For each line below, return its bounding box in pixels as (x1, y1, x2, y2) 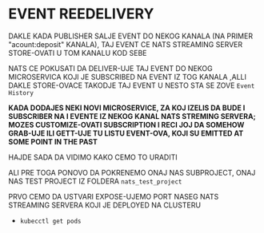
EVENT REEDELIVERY (8, 5, 154, 23)
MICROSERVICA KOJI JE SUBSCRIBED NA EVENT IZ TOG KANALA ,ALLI (8, 72, 246, 81)
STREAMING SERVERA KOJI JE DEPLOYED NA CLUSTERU (8, 200, 202, 210)
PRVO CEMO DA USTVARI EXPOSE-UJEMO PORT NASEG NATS (8, 192, 219, 201)
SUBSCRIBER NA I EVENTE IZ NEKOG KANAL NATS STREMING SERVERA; (8, 111, 256, 120)
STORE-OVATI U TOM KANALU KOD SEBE (8, 48, 147, 57)
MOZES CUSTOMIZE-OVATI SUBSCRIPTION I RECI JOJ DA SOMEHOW (8, 120, 245, 129)
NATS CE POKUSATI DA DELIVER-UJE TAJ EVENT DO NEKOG (8, 63, 214, 73)
